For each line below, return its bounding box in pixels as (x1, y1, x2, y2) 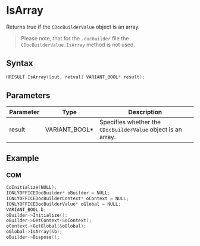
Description (128, 108, 162, 116)
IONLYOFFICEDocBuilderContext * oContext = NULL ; (6, 195, 129, 201)
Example (6, 153, 39, 163)
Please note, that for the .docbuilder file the (20, 34, 129, 42)
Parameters (6, 90, 51, 101)
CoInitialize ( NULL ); (6, 185, 58, 191)
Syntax (6, 58, 33, 68)
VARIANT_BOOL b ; (6, 206, 46, 213)
